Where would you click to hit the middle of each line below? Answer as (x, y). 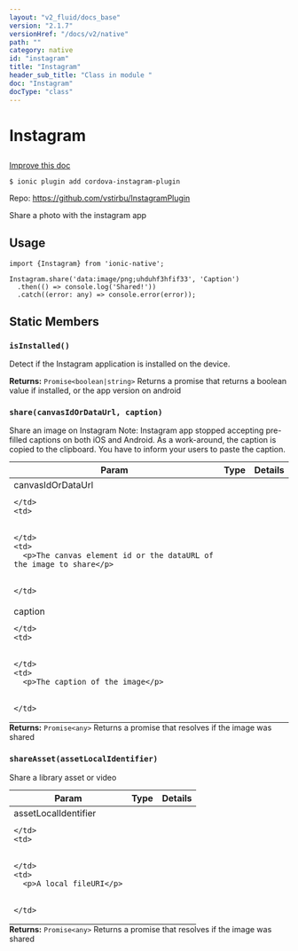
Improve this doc (40, 165)
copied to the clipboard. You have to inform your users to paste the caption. (147, 450)
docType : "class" (41, 91)
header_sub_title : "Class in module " (81, 75)
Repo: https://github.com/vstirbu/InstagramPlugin (100, 198)
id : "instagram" (39, 59)
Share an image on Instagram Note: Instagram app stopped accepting (137, 430)
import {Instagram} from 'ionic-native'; (87, 263)
